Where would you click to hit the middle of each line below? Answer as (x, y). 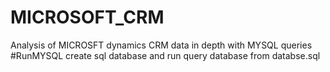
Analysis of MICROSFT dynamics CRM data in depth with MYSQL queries (161, 45)
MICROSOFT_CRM (87, 17)
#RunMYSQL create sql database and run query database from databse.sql (165, 55)
